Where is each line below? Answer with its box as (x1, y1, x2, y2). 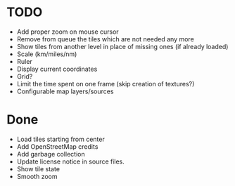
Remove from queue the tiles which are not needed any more (16, 34, 194, 43)
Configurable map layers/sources (16, 87, 114, 95)
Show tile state (16, 164, 61, 173)
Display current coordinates (16, 65, 98, 73)
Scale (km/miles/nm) (16, 50, 77, 58)
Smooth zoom (16, 172, 58, 180)
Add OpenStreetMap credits (16, 142, 99, 151)
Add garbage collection (16, 150, 85, 158)
